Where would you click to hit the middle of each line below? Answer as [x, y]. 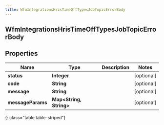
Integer [61, 75]
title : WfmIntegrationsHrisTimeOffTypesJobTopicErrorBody [65, 10]
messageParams [27, 102]
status [15, 75]
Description [116, 67]
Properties [21, 53]
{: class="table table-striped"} [35, 117]
